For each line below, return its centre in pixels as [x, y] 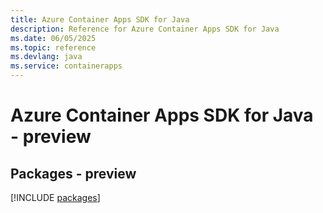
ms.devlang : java [46, 57]
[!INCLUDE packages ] [55, 197]
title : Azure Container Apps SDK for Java [100, 19]
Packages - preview [73, 173]
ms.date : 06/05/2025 [53, 38]
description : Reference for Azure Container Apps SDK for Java [145, 29]
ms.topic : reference [53, 47]
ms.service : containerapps [66, 66]
